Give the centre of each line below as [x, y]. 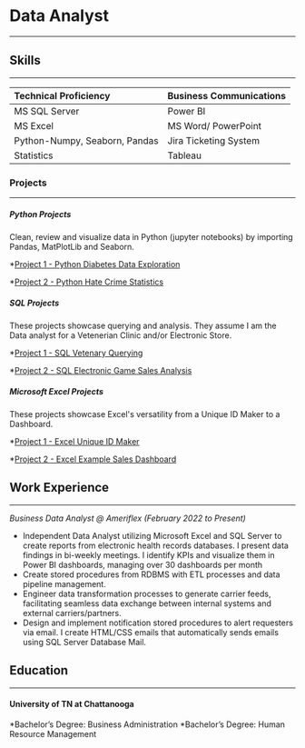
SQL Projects [34, 303]
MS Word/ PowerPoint [214, 125]
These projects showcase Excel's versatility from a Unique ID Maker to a [145, 414]
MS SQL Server [47, 111]
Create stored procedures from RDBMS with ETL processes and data [151, 574]
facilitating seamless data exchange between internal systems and [147, 603]
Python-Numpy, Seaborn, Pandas [86, 140]
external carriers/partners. [72, 613]
